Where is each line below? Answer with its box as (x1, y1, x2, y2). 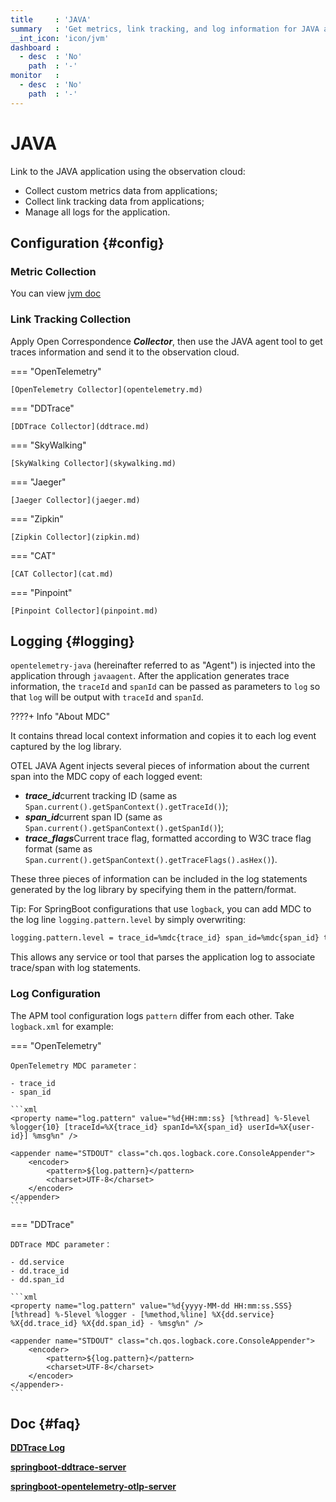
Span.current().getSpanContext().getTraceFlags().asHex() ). (24, 854, 278, 866)
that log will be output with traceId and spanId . (10, 691, 204, 703)
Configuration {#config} (10, 234, 165, 251)
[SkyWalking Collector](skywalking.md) (10, 458, 177, 468)
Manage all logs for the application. (24, 206, 171, 218)
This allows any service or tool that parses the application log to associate (10, 951, 316, 963)
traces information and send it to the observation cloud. (10, 346, 240, 358)
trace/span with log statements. (10, 962, 142, 974)
